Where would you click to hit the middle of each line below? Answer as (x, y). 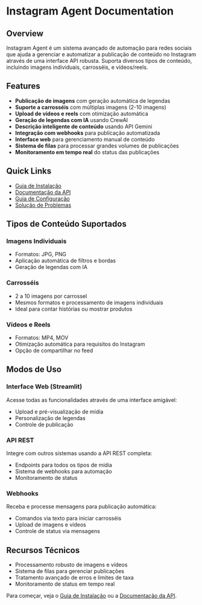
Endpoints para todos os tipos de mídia (64, 465)
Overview (25, 34)
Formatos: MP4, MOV (42, 337)
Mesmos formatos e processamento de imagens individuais (89, 302)
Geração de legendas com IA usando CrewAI (71, 120)
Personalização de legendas (50, 418)
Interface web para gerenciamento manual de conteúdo (85, 139)
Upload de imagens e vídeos (50, 525)
